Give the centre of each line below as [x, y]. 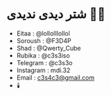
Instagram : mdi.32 [43, 70]
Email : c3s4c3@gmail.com [55, 77]
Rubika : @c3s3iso [43, 55]
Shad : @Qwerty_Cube [49, 48]
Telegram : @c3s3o [44, 62]
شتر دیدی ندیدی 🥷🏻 [56, 14]
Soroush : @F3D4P [44, 40]
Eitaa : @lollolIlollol [43, 33]
